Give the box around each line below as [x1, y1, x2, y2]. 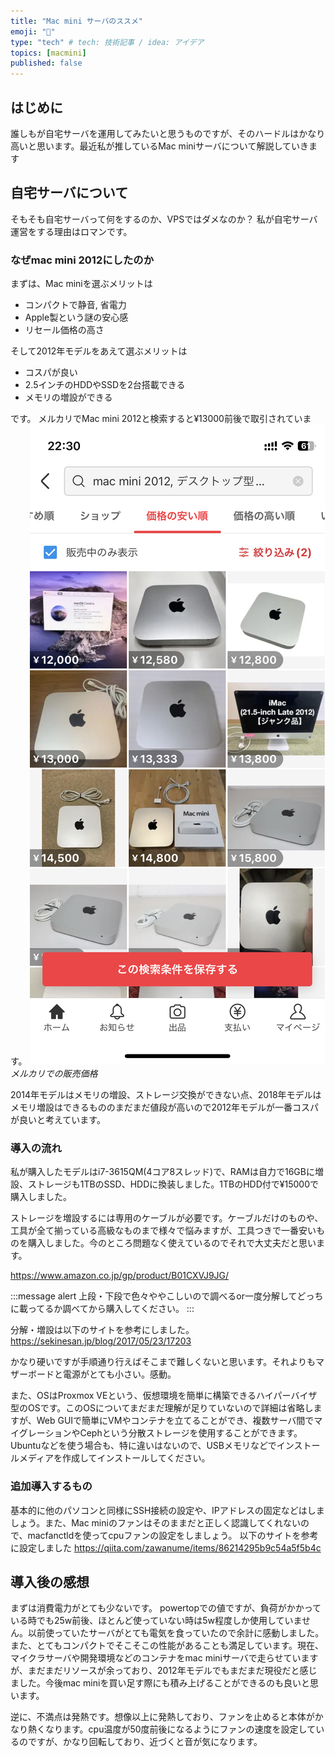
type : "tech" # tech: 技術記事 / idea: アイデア [10, 37, 205, 47]
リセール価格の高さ [24, 324, 105, 336]
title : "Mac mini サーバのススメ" [10, 16, 144, 26]
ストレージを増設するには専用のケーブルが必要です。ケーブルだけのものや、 [10, 1212, 324, 1224]
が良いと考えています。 [10, 1114, 106, 1126]
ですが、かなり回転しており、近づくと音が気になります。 [27, 1736, 263, 1748]
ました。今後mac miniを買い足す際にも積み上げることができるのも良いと [10, 1677, 311, 1689]
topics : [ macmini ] [10, 48, 87, 58]
